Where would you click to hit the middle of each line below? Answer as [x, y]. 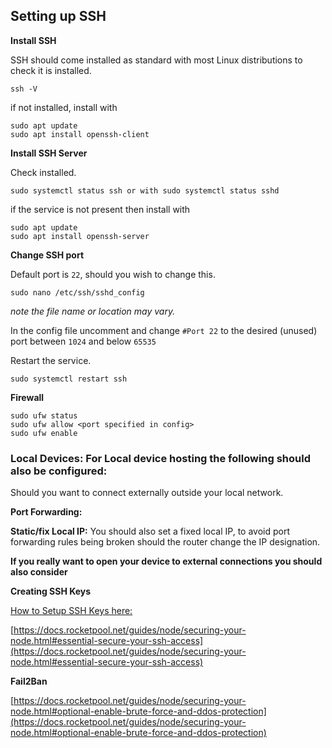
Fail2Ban [29, 681]
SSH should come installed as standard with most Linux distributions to [156, 60]
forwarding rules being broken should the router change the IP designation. [165, 542]
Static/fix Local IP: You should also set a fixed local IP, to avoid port [150, 531]
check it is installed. [51, 70]
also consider [39, 572]
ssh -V [24, 89]
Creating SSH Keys [51, 591]
